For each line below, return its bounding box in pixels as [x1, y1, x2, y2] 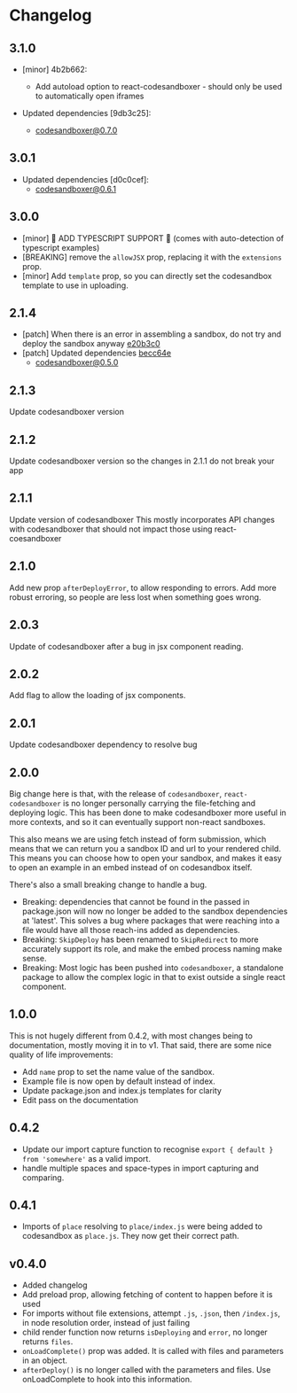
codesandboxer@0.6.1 [35, 183, 117, 194]
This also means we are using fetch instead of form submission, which [9, 834, 267, 844]
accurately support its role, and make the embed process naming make [21, 943, 283, 953]
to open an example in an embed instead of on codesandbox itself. [9, 861, 253, 873]
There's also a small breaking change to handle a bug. [9, 879, 207, 890]
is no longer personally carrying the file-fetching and [63, 798, 256, 808]
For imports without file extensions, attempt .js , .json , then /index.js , [21, 1308, 281, 1319]
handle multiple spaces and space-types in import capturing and [21, 1163, 259, 1173]
